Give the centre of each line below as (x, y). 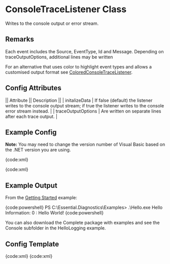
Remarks (20, 39)
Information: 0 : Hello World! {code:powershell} (55, 213)
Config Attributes (33, 88)
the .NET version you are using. (38, 150)
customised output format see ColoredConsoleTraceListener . (69, 72)
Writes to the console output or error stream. (52, 23)
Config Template (32, 244)
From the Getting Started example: (41, 198)
